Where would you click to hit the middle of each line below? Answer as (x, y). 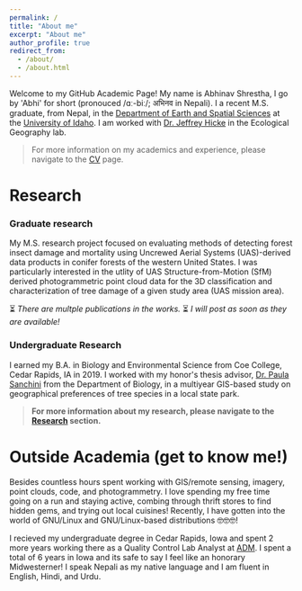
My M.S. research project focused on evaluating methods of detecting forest (151, 243)
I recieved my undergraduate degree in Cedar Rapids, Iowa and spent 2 (142, 538)
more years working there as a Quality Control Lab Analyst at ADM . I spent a (151, 547)
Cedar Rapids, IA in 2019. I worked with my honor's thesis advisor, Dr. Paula (149, 374)
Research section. (66, 420)
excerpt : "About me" (48, 34)
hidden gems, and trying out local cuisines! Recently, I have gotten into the (147, 510)
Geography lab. (38, 132)
